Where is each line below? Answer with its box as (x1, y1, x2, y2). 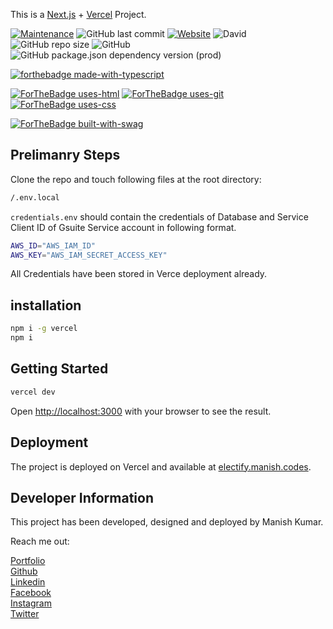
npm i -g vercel (10, 324, 78, 334)
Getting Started (10, 360, 109, 378)
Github (10, 565, 38, 578)
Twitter (10, 608, 40, 620)
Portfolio (10, 555, 46, 567)
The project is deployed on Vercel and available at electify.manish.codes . (10, 460, 312, 473)
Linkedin (10, 576, 46, 588)
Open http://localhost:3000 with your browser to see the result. (10, 405, 272, 417)
